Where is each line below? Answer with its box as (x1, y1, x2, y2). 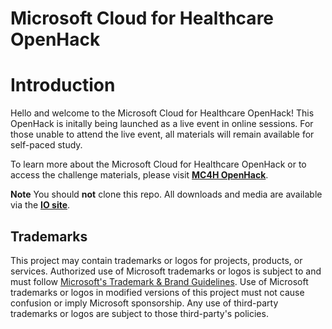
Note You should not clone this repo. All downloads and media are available (10, 188, 323, 201)
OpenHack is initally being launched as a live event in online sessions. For (10, 118, 314, 130)
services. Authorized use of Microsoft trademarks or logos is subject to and (10, 265, 322, 277)
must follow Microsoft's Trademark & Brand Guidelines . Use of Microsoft (10, 275, 309, 287)
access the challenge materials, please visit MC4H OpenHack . (10, 169, 269, 181)
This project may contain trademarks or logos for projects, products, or (10, 254, 303, 266)
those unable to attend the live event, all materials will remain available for (10, 128, 315, 141)
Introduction (10, 74, 116, 97)
